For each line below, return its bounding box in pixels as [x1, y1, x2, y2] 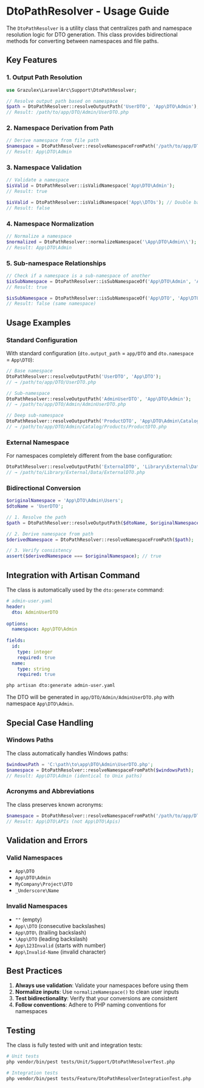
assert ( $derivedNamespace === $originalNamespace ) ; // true [6, 553, 162, 559]
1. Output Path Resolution [6, 73, 83, 82]
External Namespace [6, 438, 70, 447]
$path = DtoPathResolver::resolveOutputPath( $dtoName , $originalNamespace [6, 520, 200, 526]
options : [6, 621, 29, 627]
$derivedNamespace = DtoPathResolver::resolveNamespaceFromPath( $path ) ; [6, 537, 194, 543]
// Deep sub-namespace [6, 413, 64, 419]
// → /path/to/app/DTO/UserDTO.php [6, 379, 97, 385]
